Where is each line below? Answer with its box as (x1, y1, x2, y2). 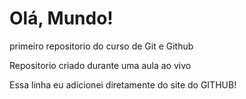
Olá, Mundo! (9, 7, 114, 30)
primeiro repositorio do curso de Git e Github (9, 40, 194, 52)
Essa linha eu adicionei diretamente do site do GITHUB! (9, 78, 237, 91)
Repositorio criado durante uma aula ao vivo (9, 59, 192, 71)
